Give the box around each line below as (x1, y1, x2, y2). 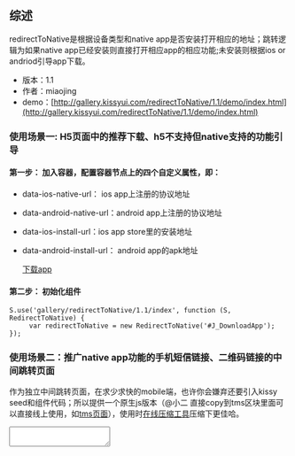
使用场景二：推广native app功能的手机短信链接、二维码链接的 (9, 352, 273, 364)
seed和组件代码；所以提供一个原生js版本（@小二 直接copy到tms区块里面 (9, 398, 276, 408)
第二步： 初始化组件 (9, 286, 82, 297)
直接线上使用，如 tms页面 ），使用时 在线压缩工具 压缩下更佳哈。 (16, 408, 245, 419)
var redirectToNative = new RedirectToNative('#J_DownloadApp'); (28, 321, 276, 330)
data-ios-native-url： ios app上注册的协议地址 (21, 189, 190, 199)
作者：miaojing (21, 85, 77, 96)
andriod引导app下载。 (9, 56, 90, 66)
